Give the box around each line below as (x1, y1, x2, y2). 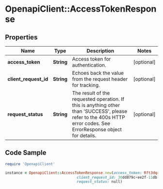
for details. (72, 132, 97, 139)
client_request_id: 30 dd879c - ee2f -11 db (77, 175, 158, 180)
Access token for (72, 56, 111, 62)
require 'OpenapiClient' (5, 161, 55, 166)
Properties (5, 33, 38, 41)
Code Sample (5, 149, 47, 157)
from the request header (72, 76, 128, 82)
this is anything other (72, 102, 120, 108)
